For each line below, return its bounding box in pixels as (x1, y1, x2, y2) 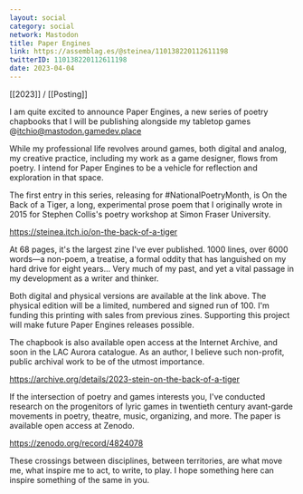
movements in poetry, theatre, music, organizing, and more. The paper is (9, 410, 281, 421)
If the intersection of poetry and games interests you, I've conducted (9, 391, 266, 402)
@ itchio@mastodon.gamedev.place (9, 125, 142, 136)
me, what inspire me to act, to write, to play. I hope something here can (9, 464, 274, 476)
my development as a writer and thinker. (9, 273, 159, 284)
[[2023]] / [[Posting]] (9, 88, 88, 100)
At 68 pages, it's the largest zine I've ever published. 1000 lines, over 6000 (9, 244, 289, 255)
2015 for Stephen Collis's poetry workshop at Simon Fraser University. (9, 208, 271, 219)
